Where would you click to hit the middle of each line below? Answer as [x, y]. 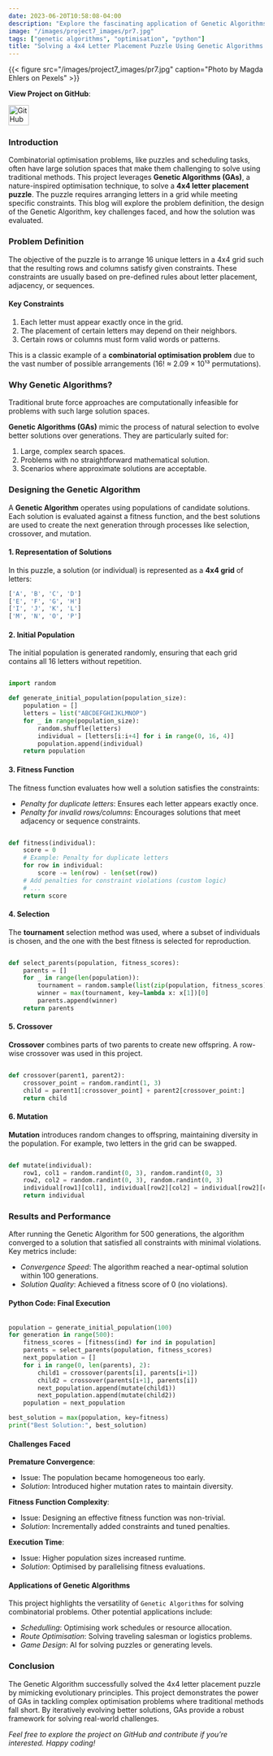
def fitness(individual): [52, 843]
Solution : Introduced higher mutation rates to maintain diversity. [127, 1487]
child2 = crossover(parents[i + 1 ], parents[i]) [118, 1380]
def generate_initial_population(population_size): [97, 698]
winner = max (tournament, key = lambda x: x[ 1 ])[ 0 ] [123, 994]
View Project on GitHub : [50, 94]
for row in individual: [63, 866]
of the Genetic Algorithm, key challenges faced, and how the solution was [132, 212]
